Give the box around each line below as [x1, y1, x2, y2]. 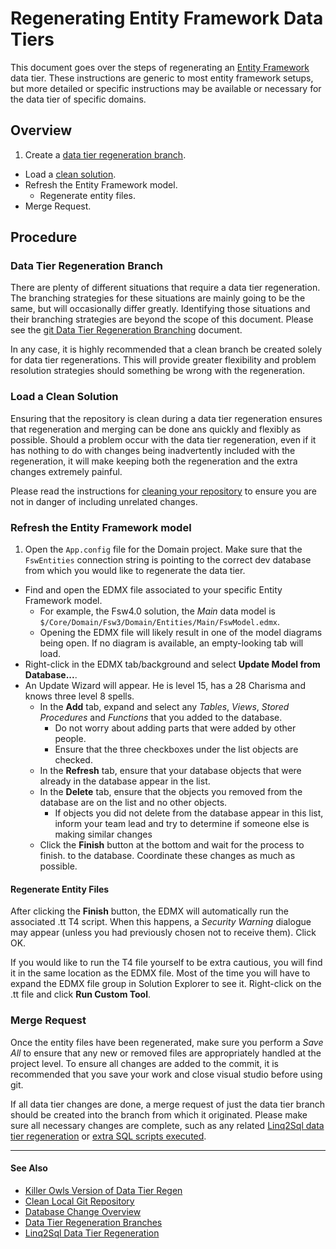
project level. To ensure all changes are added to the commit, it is [10, 1057, 280, 1069]
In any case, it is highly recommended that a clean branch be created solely [10, 343, 323, 356]
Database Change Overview [24, 1205, 142, 1217]
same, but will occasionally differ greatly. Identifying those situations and [10, 303, 311, 315]
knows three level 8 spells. [24, 690, 135, 702]
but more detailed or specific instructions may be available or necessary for [10, 82, 322, 94]
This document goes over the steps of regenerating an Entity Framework [10, 61, 310, 73]
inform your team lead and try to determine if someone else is [54, 818, 310, 830]
